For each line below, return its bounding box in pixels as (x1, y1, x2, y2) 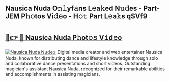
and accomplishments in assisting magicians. (5, 71, 100, 77)
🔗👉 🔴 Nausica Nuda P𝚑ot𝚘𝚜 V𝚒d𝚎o (5, 33, 122, 42)
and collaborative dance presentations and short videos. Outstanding (5, 61, 151, 66)
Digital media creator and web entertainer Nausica (57, 49, 163, 55)
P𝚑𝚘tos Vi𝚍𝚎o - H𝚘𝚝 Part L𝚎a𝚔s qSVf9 (21, 12, 148, 21)
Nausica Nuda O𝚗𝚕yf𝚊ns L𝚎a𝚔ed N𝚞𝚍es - (5, 4, 142, 13)
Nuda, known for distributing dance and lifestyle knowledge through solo (5, 55, 158, 61)
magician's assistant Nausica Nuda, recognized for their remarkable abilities (5, 66, 165, 72)
